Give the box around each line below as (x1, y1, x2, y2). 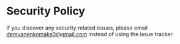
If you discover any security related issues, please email (6, 24, 148, 31)
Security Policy (6, 4, 86, 18)
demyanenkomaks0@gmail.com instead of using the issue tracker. (6, 30, 174, 37)
